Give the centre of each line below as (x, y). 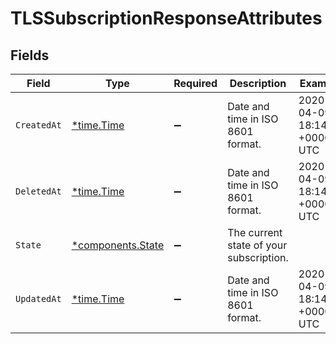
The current (255, 232)
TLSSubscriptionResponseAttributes (166, 18)
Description (258, 83)
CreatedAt (38, 125)
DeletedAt (38, 191)
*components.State (118, 245)
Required (195, 83)
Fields (30, 55)
